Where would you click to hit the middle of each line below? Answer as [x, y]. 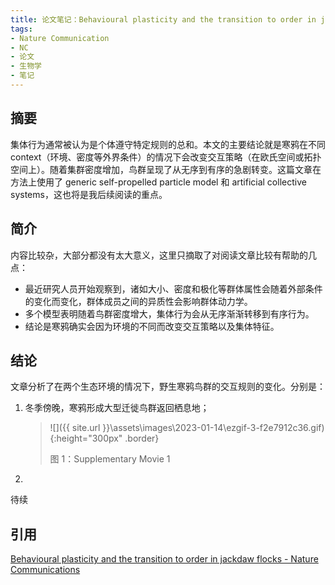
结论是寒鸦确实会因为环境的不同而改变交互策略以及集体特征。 [152, 326]
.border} [142, 438]
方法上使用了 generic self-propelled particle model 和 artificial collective [158, 182]
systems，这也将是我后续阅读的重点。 [89, 194]
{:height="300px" [86, 438]
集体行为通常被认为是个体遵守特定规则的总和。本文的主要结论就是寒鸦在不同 [168, 144]
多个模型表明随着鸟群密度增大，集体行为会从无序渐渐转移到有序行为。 [169, 313]
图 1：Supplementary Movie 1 [110, 459]
